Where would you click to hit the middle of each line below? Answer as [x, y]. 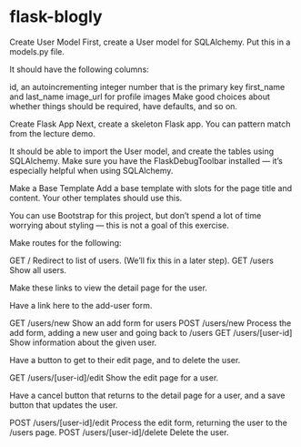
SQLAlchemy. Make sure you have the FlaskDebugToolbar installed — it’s [146, 160]
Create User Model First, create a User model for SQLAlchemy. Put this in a [150, 42]
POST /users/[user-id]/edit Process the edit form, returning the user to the [149, 422]
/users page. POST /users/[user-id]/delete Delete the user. [119, 432]
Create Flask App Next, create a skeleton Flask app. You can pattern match [150, 124]
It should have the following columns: [80, 69]
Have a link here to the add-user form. [81, 305]
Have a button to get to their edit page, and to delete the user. [125, 360]
